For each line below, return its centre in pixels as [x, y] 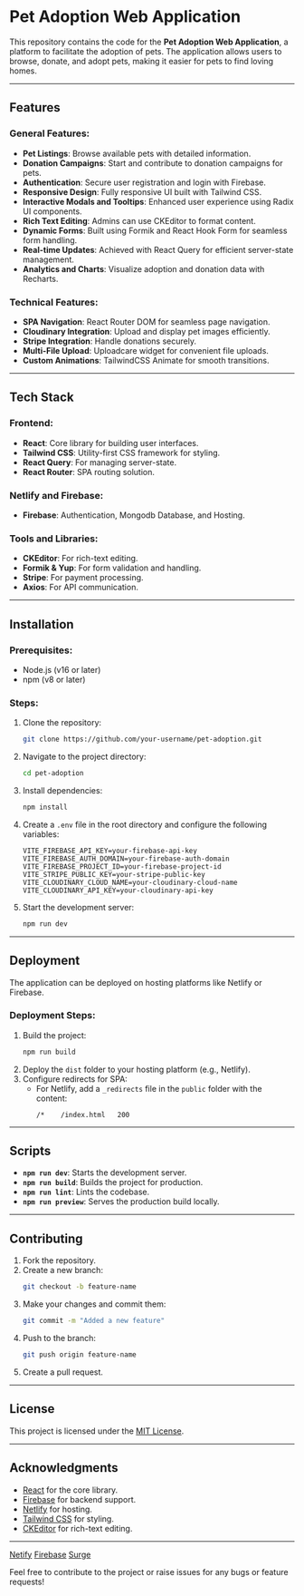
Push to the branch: [59, 1338]
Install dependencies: [62, 790]
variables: [41, 834]
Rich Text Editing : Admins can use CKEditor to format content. [139, 220]
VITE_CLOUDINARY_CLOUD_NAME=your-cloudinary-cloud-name [130, 882]
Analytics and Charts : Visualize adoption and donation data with [143, 268]
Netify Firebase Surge [50, 1554]
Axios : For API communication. [80, 588]
